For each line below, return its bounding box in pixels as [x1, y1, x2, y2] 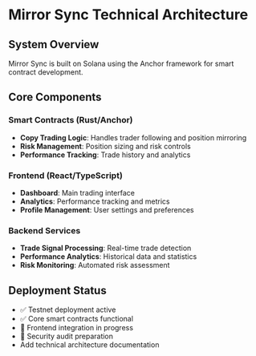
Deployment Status [8, 283, 107, 297]
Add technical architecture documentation [19, 340, 160, 350]
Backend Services [8, 225, 81, 236]
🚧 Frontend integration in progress [19, 323, 134, 333]
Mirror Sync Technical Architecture [8, 6, 249, 24]
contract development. [8, 67, 83, 77]
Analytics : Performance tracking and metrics [19, 196, 170, 206]
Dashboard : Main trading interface [19, 188, 135, 197]
